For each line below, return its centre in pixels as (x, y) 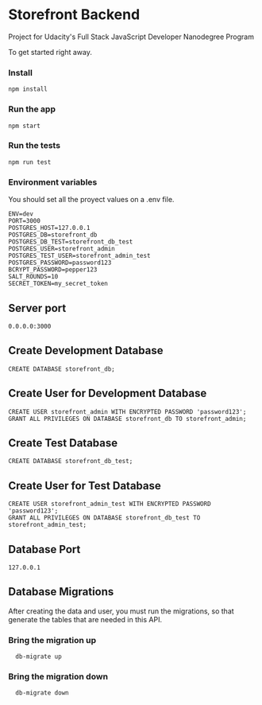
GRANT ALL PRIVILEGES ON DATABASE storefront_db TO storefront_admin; (127, 419)
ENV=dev (21, 214)
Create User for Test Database (85, 486)
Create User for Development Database (108, 393)
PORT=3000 (25, 221)
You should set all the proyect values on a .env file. (91, 200)
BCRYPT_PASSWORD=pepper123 (53, 270)
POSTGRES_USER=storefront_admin (62, 249)
